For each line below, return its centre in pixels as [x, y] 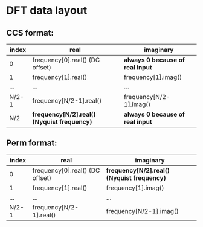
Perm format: [32, 143]
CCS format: [30, 33]
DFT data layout [47, 11]
